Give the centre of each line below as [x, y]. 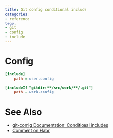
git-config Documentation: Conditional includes [60, 125]
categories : [17, 14]
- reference [17, 19]
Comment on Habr [31, 131]
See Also [24, 112]
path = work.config [34, 92]
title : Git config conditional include [46, 10]
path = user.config [34, 79]
